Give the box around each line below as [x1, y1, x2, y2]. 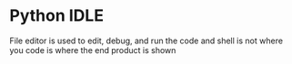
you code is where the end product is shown [9, 44, 176, 55]
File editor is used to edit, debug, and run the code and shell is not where [9, 35, 284, 46]
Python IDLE [9, 5, 105, 26]
